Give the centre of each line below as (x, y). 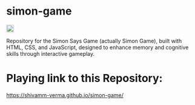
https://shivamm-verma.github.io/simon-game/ (65, 95)
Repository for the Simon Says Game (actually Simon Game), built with (94, 41)
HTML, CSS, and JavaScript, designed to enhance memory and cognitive (97, 47)
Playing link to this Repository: (84, 79)
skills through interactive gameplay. (51, 53)
